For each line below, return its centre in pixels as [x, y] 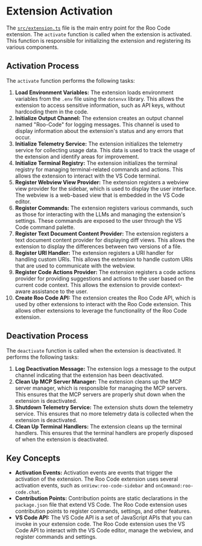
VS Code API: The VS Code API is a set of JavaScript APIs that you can [104, 518]
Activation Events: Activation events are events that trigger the [94, 473]
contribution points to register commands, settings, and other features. [103, 511]
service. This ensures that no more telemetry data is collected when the [104, 413]
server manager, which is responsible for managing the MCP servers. [101, 388]
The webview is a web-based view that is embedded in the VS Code [100, 195]
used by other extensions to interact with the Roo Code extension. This [103, 304]
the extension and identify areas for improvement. [77, 156]
